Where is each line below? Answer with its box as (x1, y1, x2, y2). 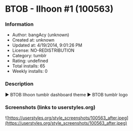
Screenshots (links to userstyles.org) (5, 104, 96, 110)
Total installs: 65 (12, 63, 45, 69)
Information (5, 21, 34, 28)
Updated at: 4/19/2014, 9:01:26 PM (12, 43, 82, 48)
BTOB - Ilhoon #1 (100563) (5, 3, 113, 15)
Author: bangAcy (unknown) (12, 32, 69, 38)
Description (5, 81, 34, 87)
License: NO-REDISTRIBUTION (12, 47, 75, 53)
